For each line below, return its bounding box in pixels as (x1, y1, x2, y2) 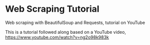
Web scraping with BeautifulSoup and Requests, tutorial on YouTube (5, 20, 146, 25)
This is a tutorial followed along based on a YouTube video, (5, 29, 126, 35)
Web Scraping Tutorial (5, 3, 100, 15)
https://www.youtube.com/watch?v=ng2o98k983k (5, 34, 109, 40)
